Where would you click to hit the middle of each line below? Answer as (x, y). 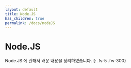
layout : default (21, 9)
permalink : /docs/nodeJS (30, 23)
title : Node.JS (20, 14)
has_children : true (25, 18)
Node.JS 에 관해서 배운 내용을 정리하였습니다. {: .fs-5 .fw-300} (65, 61)
